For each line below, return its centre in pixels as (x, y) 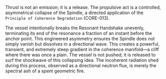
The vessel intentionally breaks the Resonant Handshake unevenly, (75, 28)
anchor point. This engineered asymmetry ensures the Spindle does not (80, 38)
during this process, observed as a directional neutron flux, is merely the (81, 66)
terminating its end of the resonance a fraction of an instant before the (79, 33)
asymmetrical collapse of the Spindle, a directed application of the (74, 13)
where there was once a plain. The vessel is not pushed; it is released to (80, 55)
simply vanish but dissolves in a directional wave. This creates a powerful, (82, 44)
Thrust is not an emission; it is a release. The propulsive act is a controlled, (83, 7)
